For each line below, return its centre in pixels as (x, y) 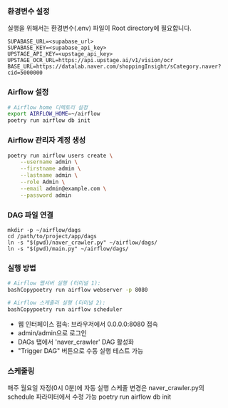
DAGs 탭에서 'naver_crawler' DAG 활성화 (76, 342)
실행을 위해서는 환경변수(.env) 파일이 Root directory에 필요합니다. (100, 28)
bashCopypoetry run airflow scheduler (65, 309)
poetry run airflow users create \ (60, 155)
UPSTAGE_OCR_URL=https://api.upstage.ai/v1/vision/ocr (90, 61)
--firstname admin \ (51, 169)
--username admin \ (49, 162)
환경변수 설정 (28, 11)
